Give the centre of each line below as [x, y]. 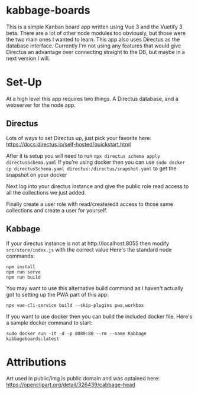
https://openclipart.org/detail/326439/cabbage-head [71, 385]
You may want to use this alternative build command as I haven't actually [95, 288]
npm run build [24, 277]
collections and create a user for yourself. [57, 210]
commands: [21, 256]
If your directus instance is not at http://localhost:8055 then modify [88, 243]
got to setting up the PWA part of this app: [58, 294]
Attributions [36, 362]
